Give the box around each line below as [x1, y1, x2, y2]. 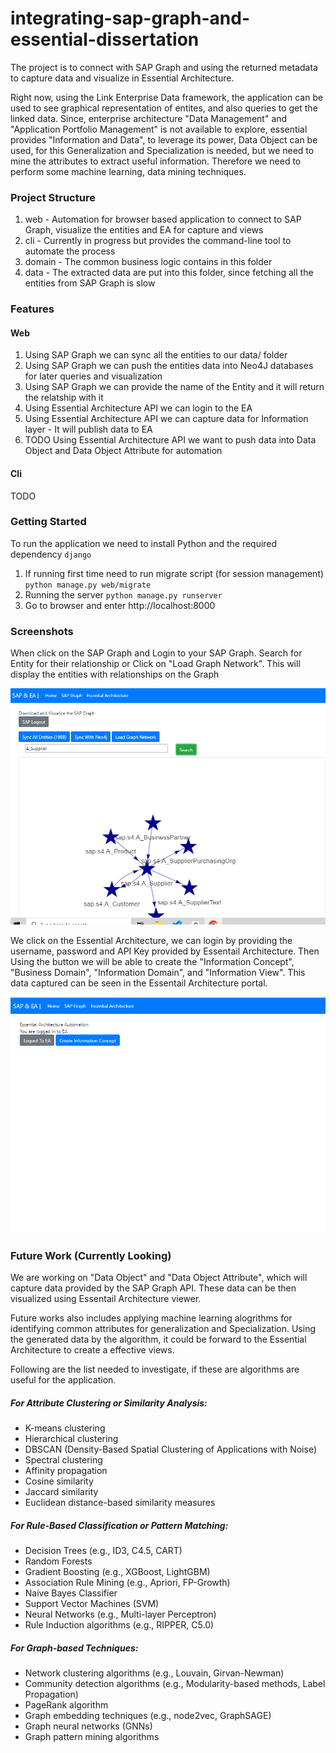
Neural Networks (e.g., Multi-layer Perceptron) [24, 1608, 217, 1621]
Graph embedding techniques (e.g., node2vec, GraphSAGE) [24, 1710, 272, 1722]
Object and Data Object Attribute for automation [24, 445, 223, 457]
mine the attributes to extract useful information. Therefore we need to [10, 155, 302, 167]
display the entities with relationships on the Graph [10, 668, 220, 681]
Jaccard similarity [24, 1486, 99, 1498]
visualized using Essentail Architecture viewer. [10, 1293, 202, 1305]
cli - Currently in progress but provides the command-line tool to [24, 235, 292, 247]
